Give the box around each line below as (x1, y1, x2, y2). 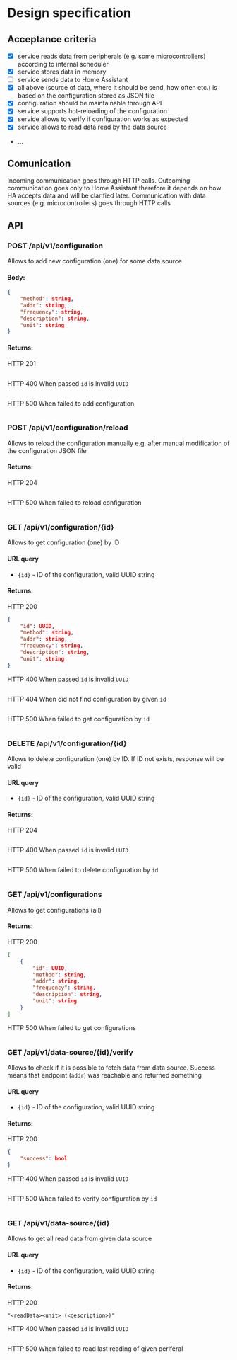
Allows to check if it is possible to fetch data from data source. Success (7, 1063, 215, 1072)
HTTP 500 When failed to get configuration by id (7, 714, 150, 723)
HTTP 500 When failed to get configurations (7, 1023, 136, 1032)
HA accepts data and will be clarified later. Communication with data (7, 191, 206, 200)
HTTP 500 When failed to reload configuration (7, 498, 142, 507)
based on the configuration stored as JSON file (17, 91, 155, 100)
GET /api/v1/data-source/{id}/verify (7, 1047, 134, 1057)
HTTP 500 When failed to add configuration (7, 399, 135, 408)
